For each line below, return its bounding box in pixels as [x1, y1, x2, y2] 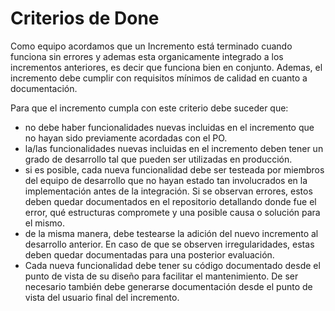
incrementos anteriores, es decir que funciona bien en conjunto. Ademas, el [10, 61, 323, 73]
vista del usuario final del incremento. [24, 291, 180, 303]
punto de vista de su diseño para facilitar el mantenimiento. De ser [24, 270, 299, 282]
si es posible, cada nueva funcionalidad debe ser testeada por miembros [24, 163, 325, 176]
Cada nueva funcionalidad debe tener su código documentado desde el [24, 259, 321, 271]
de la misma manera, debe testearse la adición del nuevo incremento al [24, 227, 319, 239]
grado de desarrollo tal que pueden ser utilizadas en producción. [24, 153, 293, 165]
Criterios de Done [10, 7, 160, 30]
